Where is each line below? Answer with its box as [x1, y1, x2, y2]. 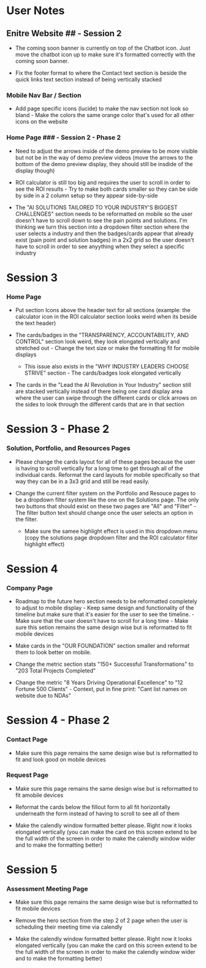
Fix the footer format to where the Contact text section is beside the [15, 69, 187, 77]
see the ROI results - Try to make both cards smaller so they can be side [15, 185, 198, 192]
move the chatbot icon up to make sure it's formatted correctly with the [15, 51, 196, 58]
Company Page [6, 584, 53, 592]
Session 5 [6, 863, 58, 877]
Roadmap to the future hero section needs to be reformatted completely [15, 598, 197, 605]
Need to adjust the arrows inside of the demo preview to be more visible [15, 147, 198, 154]
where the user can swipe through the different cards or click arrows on [15, 394, 197, 402]
